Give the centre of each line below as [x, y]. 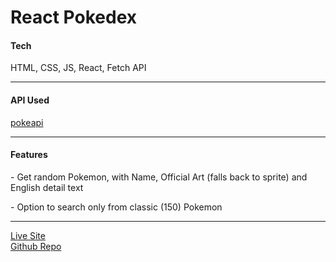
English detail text [47, 187]
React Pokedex [74, 17]
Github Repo [36, 246]
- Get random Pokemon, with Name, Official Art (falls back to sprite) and [159, 177]
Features [29, 155]
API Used [30, 100]
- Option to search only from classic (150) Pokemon [116, 207]
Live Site [28, 235]
